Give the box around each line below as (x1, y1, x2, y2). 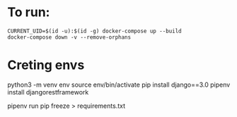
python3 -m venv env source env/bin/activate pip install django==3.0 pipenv (7, 80, 231, 89)
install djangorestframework (7, 87, 89, 96)
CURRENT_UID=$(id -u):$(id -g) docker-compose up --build (7, 27, 182, 35)
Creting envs (7, 57, 85, 73)
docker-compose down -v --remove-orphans (7, 33, 132, 41)
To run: (7, 4, 50, 20)
